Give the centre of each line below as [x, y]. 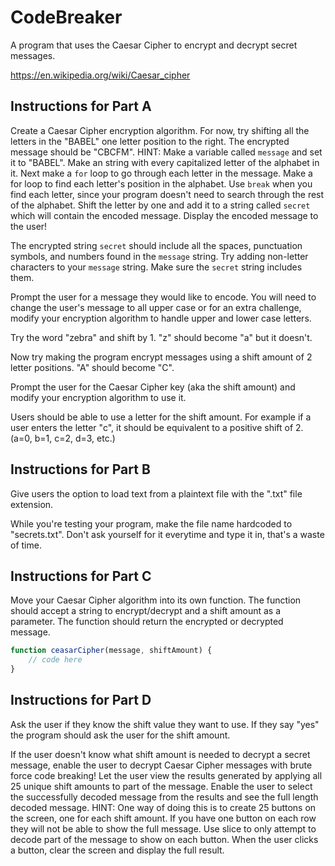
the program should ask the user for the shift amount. [120, 735]
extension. [32, 504]
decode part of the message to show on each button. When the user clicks [164, 839]
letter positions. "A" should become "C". [92, 367]
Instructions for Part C [81, 576]
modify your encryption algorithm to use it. [98, 397]
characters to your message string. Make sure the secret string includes [156, 267]
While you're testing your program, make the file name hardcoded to [151, 523]
